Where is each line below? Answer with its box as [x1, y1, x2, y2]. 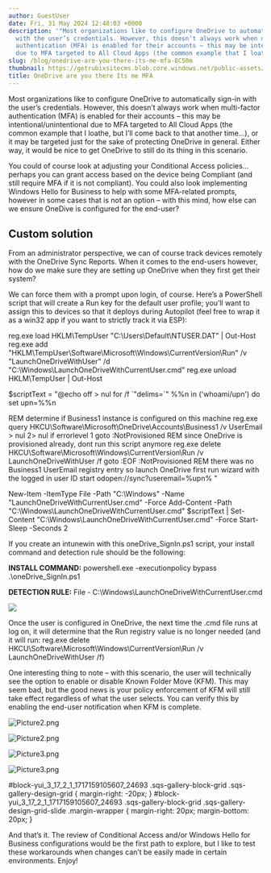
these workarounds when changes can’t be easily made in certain [8, 847, 227, 857]
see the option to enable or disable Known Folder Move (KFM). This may [8, 676, 248, 686]
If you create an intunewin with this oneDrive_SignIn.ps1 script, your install [8, 539, 255, 549]
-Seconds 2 [29, 523, 69, 533]
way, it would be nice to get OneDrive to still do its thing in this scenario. [8, 145, 248, 155]
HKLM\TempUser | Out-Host [8, 374, 103, 384]
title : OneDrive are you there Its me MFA [8, 72, 153, 80]
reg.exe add [8, 339, 48, 349]
